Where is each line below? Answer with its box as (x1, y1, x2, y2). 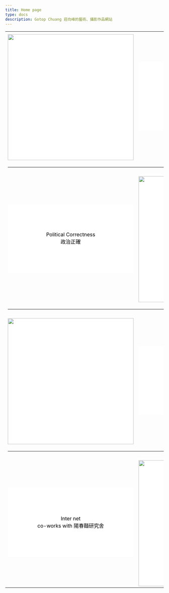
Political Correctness (46, 231, 96, 238)
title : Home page (5, 7, 42, 13)
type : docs (5, 12, 28, 17)
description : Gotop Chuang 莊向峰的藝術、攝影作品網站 (5, 17, 113, 22)
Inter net (60, 515, 81, 522)
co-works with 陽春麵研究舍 (37, 522, 104, 530)
